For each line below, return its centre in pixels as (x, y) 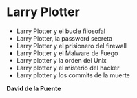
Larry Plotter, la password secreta (64, 38)
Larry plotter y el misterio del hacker (68, 68)
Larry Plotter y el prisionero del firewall (71, 46)
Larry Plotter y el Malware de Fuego (67, 53)
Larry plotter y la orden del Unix (62, 60)
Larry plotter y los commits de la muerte (73, 75)
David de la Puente (34, 88)
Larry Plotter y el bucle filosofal (61, 31)
